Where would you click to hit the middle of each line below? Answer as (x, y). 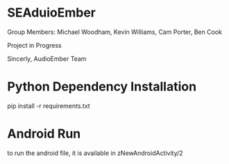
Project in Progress (34, 45)
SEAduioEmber (51, 13)
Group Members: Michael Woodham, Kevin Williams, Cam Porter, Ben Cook (114, 32)
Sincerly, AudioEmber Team (47, 58)
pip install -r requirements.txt (49, 106)
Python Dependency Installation (102, 87)
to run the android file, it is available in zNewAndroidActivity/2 (95, 153)
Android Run (44, 134)
